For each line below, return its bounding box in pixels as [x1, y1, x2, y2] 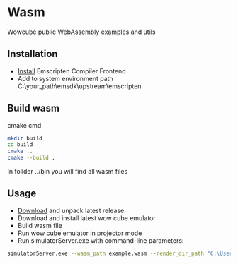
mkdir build [7, 135, 42, 142]
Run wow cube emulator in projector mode [17, 229, 142, 237]
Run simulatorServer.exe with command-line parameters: [17, 236, 184, 244]
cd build [7, 141, 33, 148]
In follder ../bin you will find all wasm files [7, 167, 128, 176]
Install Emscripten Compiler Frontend [17, 66, 126, 75]
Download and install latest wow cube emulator [17, 213, 156, 222]
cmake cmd [7, 121, 42, 129]
